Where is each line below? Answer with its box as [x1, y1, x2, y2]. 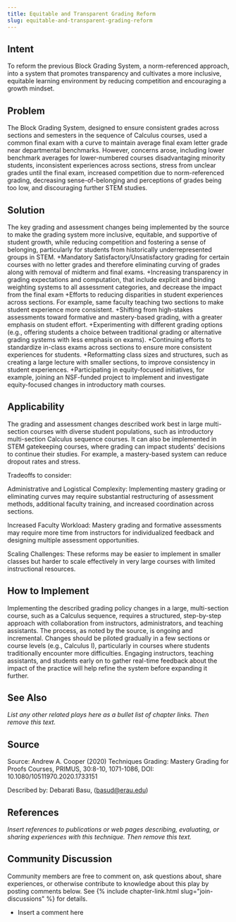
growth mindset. [7, 84, 55, 93]
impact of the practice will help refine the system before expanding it [7, 663, 208, 672]
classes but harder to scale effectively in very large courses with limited [7, 557, 216, 565]
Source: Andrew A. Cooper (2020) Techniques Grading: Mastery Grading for [7, 757, 229, 766]
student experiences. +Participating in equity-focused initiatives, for [7, 365, 205, 374]
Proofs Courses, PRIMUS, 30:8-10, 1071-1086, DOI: [7, 764, 154, 774]
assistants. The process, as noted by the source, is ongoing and [7, 626, 193, 634]
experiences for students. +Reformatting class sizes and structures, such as [7, 350, 229, 359]
